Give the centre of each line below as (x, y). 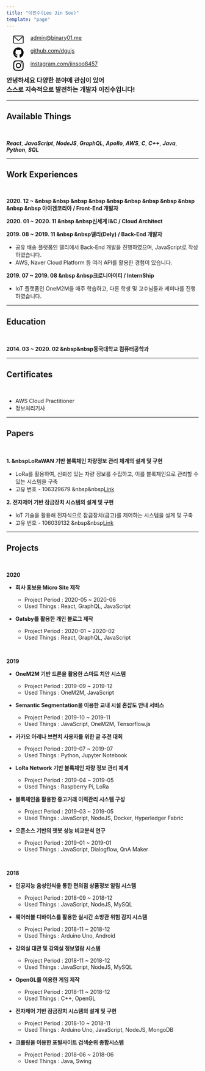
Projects (23, 548)
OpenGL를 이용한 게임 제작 (47, 979)
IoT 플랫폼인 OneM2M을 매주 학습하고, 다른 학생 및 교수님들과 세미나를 (100, 289)
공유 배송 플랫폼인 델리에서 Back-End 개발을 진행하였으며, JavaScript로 (101, 247)
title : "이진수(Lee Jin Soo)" (43, 13)
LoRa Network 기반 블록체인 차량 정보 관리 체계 (72, 768)
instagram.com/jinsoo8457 (64, 64)
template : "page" (28, 19)
